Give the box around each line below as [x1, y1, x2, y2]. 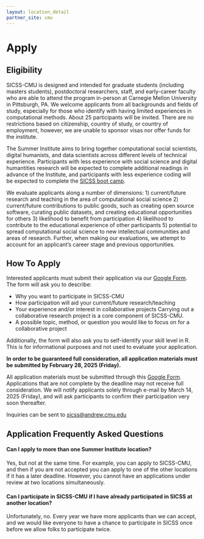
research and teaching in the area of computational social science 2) [6, 196, 178, 203]
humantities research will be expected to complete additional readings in [6, 164, 189, 171]
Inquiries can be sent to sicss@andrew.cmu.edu [6, 411, 127, 418]
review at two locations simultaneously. [6, 479, 105, 486]
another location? [6, 499, 52, 506]
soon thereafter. [6, 400, 47, 407]
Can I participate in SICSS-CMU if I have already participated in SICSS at [6, 493, 193, 500]
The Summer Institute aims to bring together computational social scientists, [6, 144, 198, 152]
